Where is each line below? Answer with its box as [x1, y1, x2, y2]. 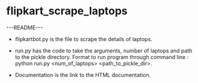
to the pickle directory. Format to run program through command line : [14, 53, 189, 60]
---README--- [6, 24, 43, 31]
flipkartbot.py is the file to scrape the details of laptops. [14, 35, 152, 42]
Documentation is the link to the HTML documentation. [14, 71, 151, 78]
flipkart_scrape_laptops [6, 4, 128, 18]
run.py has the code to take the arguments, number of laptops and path [14, 47, 193, 54]
